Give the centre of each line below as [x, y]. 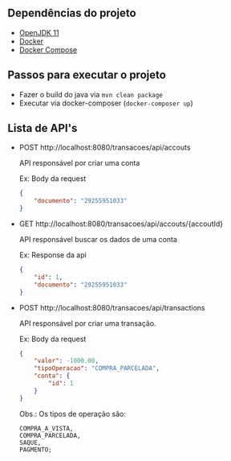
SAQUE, [30, 442]
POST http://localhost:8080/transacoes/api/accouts [105, 147]
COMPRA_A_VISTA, [46, 428]
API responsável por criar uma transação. [88, 323]
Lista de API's [43, 128]
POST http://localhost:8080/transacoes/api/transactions [112, 307]
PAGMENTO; [36, 450]
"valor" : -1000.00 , [67, 361]
